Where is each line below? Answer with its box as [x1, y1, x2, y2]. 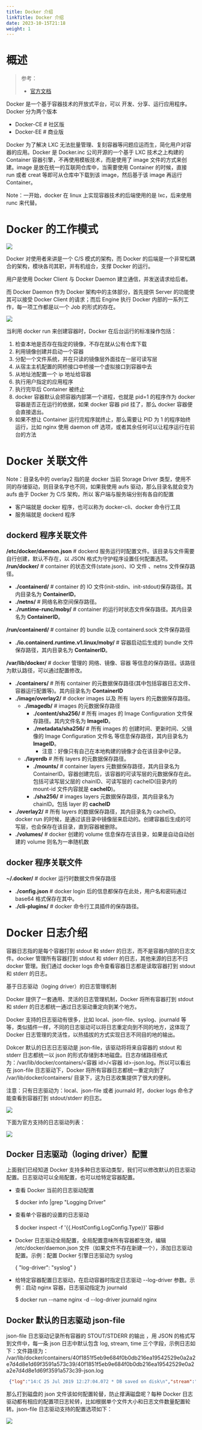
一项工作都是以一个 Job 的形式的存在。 [22, 303, 119, 311]
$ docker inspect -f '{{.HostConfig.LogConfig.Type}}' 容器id [14, 1224, 164, 1231]
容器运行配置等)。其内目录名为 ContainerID [14, 687, 123, 694]
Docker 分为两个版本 [6, 108, 58, 115]
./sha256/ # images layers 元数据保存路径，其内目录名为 [32, 792, 174, 800]
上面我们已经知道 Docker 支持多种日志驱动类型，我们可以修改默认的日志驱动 [6, 1166, 196, 1173]
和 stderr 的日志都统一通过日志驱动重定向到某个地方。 [6, 1003, 140, 1010]
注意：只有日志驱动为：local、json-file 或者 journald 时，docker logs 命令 [6, 1086, 189, 1094]
